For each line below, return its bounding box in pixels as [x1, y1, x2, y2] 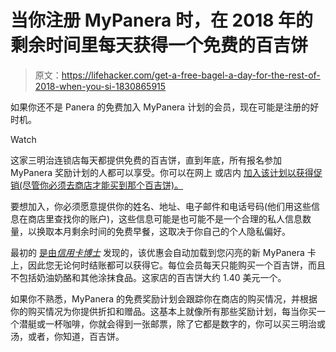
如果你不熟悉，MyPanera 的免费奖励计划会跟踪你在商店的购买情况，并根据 [10, 292, 318, 305]
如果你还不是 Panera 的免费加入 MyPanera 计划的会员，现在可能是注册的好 [10, 101, 320, 113]
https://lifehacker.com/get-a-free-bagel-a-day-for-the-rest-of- [61, 69, 321, 81]
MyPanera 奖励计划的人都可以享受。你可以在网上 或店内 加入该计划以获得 [10, 166, 314, 178]
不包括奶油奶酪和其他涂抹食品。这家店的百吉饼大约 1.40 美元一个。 [10, 271, 287, 283]
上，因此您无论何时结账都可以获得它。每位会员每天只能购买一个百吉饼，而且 [10, 259, 326, 271]
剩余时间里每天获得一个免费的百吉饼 [10, 34, 309, 57]
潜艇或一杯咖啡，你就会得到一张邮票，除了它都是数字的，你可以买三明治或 [18, 317, 326, 330]
